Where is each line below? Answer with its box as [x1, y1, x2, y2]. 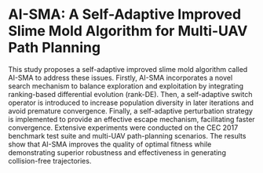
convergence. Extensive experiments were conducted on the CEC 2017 [8, 123, 239, 132]
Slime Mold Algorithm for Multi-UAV [8, 22, 248, 40]
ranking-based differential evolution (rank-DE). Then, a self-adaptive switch [8, 89, 253, 99]
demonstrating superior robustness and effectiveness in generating [8, 147, 226, 157]
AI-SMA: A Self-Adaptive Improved [8, 5, 242, 23]
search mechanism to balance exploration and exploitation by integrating [8, 81, 244, 91]
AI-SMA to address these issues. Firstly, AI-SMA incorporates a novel [8, 73, 233, 82]
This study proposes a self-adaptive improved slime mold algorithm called [8, 64, 248, 74]
